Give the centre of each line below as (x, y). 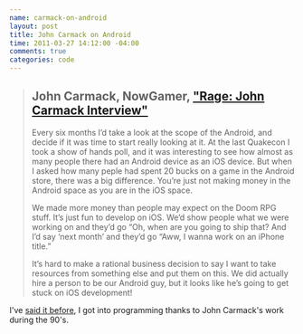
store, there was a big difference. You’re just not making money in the (161, 180)
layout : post (34, 26)
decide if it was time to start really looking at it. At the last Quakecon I (161, 142)
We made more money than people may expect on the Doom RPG (154, 207)
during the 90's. (39, 320)
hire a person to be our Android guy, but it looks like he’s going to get (160, 282)
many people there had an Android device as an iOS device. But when (161, 161)
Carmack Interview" (90, 111)
